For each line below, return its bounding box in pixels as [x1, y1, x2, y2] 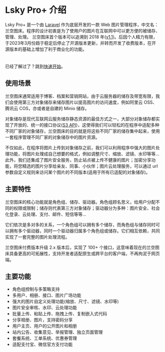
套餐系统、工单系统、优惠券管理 [12, 335, 77, 341]
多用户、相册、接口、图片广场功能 [12, 293, 82, 298]
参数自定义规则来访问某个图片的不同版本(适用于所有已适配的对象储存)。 [5, 169, 151, 175]
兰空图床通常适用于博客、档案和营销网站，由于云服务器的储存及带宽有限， [5, 93, 156, 99]
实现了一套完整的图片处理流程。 [5, 234, 70, 240]
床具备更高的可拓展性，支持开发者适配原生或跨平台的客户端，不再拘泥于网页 [5, 250, 160, 256]
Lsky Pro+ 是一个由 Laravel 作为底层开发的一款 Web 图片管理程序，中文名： [5, 22, 159, 27]
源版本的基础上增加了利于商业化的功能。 [5, 46, 87, 52]
